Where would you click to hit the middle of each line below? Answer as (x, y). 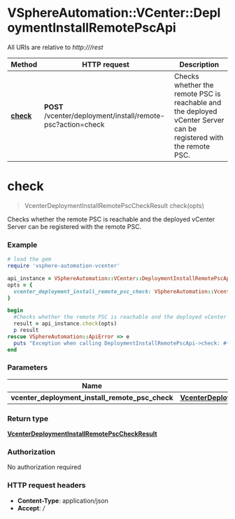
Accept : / (31, 508)
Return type (28, 418)
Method (24, 64)
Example (22, 244)
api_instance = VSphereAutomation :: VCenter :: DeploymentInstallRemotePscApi (120, 278)
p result (26, 331)
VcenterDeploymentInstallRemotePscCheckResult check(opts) (114, 205)
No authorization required (44, 467)
